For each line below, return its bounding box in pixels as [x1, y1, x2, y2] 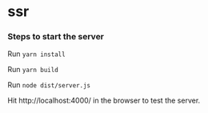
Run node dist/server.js [7, 80, 91, 90]
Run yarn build [7, 65, 59, 75]
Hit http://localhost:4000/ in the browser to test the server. [7, 95, 201, 106]
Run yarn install [7, 49, 66, 59]
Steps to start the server [7, 31, 105, 42]
